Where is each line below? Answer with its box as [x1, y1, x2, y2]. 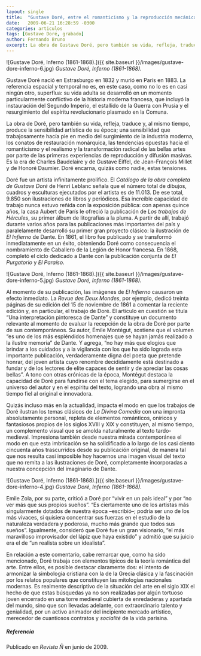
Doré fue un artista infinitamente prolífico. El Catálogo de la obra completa [6, 176, 190, 183]
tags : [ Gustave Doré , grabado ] [6, 31, 84, 37]
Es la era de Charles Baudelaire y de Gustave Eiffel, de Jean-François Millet [6, 158, 193, 165]
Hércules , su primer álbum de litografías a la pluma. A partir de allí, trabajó [6, 214, 190, 221]
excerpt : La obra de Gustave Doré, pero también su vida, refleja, [6, 42, 178, 48]
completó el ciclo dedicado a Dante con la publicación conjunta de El [6, 252, 176, 259]
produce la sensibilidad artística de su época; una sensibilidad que [6, 126, 170, 133]
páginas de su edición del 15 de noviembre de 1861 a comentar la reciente [6, 300, 188, 308]
